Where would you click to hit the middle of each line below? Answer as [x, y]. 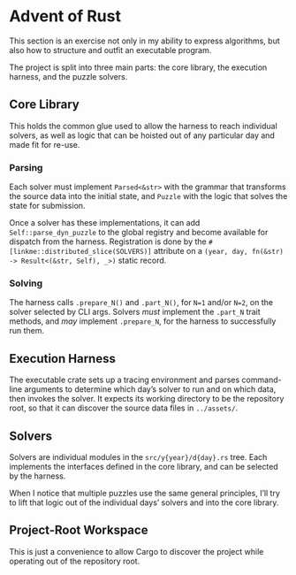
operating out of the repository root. [75, 561]
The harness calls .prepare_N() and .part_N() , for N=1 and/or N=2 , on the [141, 303]
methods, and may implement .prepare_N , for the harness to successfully [143, 321]
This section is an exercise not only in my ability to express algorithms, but [144, 41]
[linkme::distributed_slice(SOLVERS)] [80, 252]
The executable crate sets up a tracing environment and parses [125, 380]
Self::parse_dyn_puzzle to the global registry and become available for [139, 233]
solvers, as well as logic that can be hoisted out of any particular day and [142, 135]
